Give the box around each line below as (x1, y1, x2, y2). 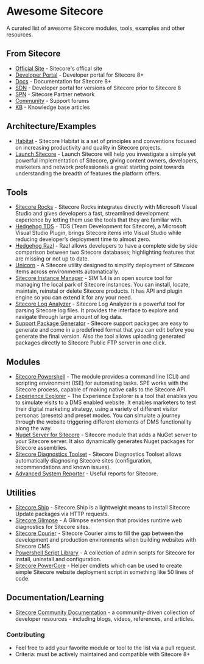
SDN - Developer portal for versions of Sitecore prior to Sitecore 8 (15, 84, 181, 91)
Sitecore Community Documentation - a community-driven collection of (15, 609, 195, 616)
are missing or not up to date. (15, 255, 90, 262)
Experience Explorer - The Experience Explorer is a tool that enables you (15, 393, 198, 400)
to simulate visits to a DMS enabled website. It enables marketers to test (15, 399, 196, 406)
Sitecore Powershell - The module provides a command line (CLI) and (15, 373, 190, 380)
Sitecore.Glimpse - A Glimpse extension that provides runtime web (15, 517, 183, 524)
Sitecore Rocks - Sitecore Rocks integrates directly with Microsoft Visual (15, 203, 197, 211)
